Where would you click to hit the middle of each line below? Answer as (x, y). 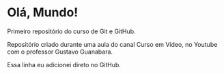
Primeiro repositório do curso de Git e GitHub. (71, 31)
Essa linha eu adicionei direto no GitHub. (64, 64)
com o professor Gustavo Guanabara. (60, 52)
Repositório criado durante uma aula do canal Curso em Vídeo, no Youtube (112, 44)
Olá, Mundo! (43, 13)
